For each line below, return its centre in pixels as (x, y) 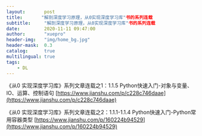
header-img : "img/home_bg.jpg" (48, 40)
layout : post (31, 12)
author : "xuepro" (36, 34)
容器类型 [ (24, 120)
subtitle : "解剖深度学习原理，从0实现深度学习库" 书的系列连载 (81, 23)
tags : (13, 62)
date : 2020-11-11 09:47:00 (51, 29)
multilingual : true (31, 57)
